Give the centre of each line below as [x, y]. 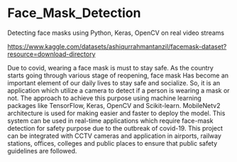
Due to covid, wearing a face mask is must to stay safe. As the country [111, 67]
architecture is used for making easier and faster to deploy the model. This [116, 113]
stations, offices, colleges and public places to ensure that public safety [112, 143]
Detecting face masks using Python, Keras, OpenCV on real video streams [116, 33]
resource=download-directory [51, 54]
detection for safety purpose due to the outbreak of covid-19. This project [115, 128]
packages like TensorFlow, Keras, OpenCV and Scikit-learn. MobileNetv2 [114, 105]
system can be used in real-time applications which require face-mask [110, 120]
